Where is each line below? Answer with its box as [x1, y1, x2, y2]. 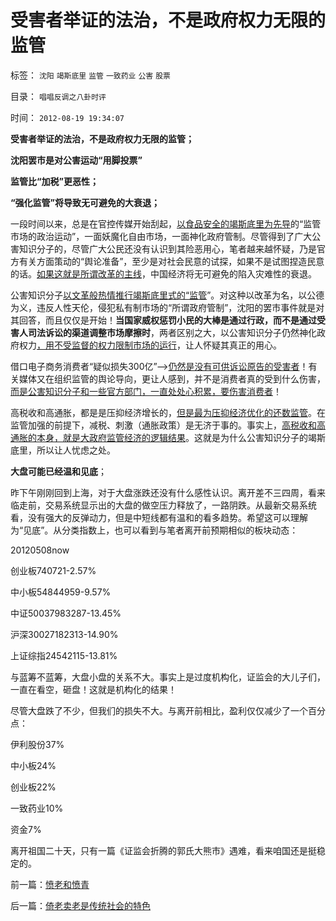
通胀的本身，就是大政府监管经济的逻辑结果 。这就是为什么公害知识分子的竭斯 [10, 431, 326, 443]
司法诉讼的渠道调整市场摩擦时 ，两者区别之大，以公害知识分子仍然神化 [27, 326, 317, 338]
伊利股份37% [10, 738, 65, 750]
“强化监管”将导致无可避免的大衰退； [10, 196, 161, 208]
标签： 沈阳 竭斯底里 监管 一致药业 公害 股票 [10, 69, 171, 81]
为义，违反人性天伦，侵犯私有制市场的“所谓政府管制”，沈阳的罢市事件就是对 [10, 301, 325, 313]
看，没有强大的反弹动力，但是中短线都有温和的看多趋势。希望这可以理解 [10, 511, 308, 523]
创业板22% [10, 781, 57, 793]
